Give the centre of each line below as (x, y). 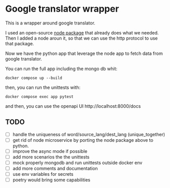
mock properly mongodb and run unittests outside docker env (77, 163)
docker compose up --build (34, 78)
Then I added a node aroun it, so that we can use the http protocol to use (82, 38)
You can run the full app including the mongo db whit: (61, 69)
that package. (20, 43)
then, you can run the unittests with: (43, 87)
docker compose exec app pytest (39, 97)
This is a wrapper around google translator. (50, 23)
